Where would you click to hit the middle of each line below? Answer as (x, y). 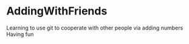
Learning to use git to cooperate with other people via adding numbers (95, 28)
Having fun (20, 34)
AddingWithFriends (57, 11)
